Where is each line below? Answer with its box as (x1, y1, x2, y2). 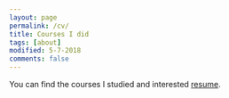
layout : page (9, 12, 58, 22)
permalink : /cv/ (9, 21, 69, 30)
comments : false (9, 54, 69, 63)
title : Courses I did (9, 29, 90, 38)
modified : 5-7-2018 (9, 46, 82, 55)
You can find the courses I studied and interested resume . (9, 79, 221, 89)
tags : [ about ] (9, 37, 62, 47)
